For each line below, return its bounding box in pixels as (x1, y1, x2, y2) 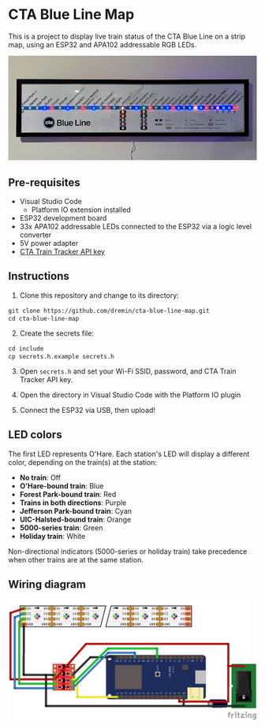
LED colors (8, 428, 62, 442)
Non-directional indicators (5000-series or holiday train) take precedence (8, 546, 248, 556)
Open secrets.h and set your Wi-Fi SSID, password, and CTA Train (19, 366, 237, 376)
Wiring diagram (8, 578, 87, 591)
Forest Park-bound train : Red (19, 489, 117, 499)
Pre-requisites (8, 176, 80, 189)
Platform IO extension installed (31, 205, 132, 214)
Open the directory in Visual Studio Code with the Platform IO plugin (19, 390, 241, 399)
